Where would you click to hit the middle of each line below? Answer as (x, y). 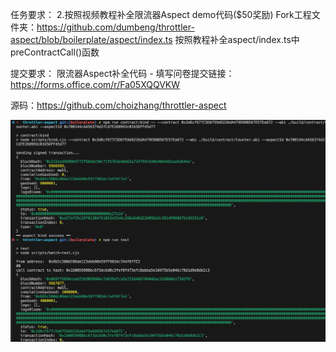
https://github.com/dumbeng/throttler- (115, 27)
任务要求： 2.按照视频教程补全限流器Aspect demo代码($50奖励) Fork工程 (161, 14)
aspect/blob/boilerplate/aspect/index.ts (91, 39)
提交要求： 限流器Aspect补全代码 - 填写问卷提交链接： (122, 73)
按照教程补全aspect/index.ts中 (237, 39)
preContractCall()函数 (55, 52)
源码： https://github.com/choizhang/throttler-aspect (118, 105)
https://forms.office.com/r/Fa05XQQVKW (95, 84)
